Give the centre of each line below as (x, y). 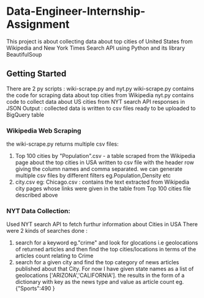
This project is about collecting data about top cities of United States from (100, 41)
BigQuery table (25, 114)
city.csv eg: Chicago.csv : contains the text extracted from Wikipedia (102, 182)
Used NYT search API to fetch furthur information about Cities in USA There (102, 224)
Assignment (38, 24)
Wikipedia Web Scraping (44, 130)
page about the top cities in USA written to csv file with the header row (104, 163)
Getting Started (36, 74)
